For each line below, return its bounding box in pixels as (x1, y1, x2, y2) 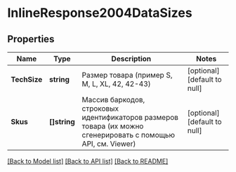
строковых (81, 104, 119, 113)
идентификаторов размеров (81, 113, 179, 122)
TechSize (11, 75, 43, 84)
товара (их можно (81, 121, 144, 131)
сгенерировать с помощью (81, 130, 176, 140)
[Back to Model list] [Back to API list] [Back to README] (7, 157, 169, 165)
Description (111, 54, 152, 63)
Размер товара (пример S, (81, 70, 173, 80)
